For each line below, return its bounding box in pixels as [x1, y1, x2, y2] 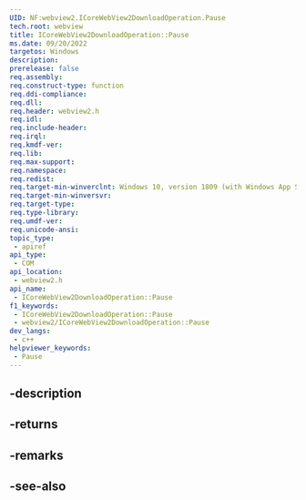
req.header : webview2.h [9, 107, 100, 116]
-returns [9, 416, 58, 433]
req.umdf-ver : [9, 216, 64, 226]
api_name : [9, 284, 47, 293]
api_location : [9, 268, 64, 277]
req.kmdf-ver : [9, 140, 64, 149]
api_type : [9, 250, 47, 260]
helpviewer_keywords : [9, 343, 92, 352]
